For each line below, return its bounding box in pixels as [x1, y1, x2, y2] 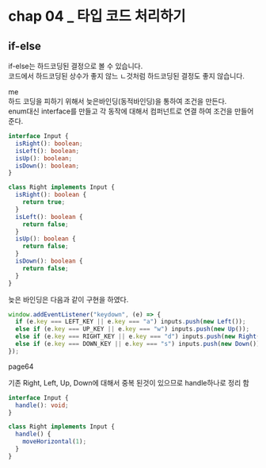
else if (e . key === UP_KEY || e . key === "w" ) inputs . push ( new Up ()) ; [15, 325, 250, 333]
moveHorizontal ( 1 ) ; [22, 438, 87, 446]
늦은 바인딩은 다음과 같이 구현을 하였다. [8, 294, 129, 304]
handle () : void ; [15, 401, 69, 409]
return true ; [22, 198, 66, 206]
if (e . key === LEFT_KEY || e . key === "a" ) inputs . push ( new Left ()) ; [15, 318, 246, 326]
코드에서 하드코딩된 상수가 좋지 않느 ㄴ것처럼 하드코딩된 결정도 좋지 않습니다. [8, 71, 245, 80]
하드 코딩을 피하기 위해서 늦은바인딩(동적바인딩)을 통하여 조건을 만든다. [8, 97, 227, 105]
